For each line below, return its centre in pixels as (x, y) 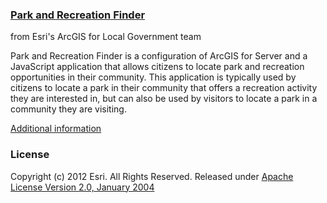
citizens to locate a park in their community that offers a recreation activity (164, 88)
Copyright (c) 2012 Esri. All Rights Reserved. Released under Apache (152, 176)
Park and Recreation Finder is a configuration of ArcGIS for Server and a (159, 56)
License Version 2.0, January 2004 (82, 187)
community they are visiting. (68, 109)
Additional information (56, 129)
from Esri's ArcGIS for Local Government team (106, 37)
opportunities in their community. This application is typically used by (153, 77)
